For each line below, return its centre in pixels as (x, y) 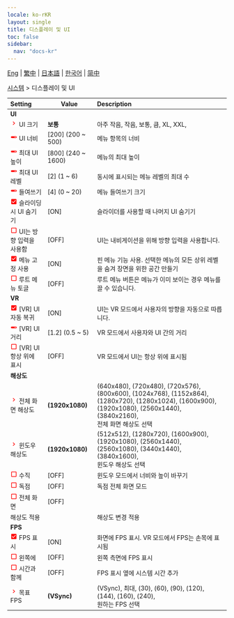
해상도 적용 (25, 517)
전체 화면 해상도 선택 (125, 424)
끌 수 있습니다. (116, 288)
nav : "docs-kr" (36, 52)
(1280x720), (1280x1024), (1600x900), (157, 401)
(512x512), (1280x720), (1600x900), (153, 434)
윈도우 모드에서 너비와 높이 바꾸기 (142, 475)
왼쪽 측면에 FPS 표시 (125, 557)
